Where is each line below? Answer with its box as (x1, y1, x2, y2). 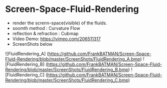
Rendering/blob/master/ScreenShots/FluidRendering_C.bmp (5, 77, 129, 83)
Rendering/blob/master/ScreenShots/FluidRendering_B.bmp (5, 66, 129, 73)
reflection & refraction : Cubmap (12, 30, 79, 36)
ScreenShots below (12, 41, 53, 47)
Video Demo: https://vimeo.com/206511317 (12, 36, 101, 42)
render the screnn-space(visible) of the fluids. (12, 20, 107, 26)
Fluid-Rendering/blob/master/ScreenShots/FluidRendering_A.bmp (5, 56, 141, 62)
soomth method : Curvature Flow (12, 25, 81, 31)
